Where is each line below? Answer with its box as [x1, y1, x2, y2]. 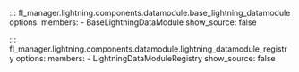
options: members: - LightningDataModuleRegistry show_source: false [15, 53, 276, 63]
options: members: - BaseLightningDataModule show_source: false [9, 17, 257, 28]
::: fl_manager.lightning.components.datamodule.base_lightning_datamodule [9, 8, 291, 18]
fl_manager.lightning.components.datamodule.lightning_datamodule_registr [9, 44, 288, 54]
